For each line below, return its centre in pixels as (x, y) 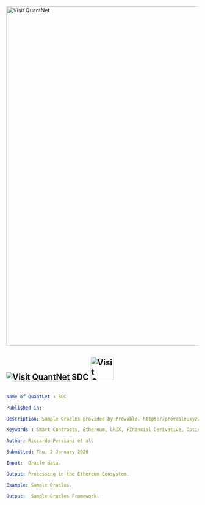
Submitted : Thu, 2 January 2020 (47, 452)
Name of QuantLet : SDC (37, 397)
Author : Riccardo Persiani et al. (50, 441)
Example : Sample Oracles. (39, 485)
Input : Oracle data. (34, 463)
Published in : (24, 408)
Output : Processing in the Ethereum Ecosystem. (68, 474)
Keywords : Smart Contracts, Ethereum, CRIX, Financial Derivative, (95, 430)
